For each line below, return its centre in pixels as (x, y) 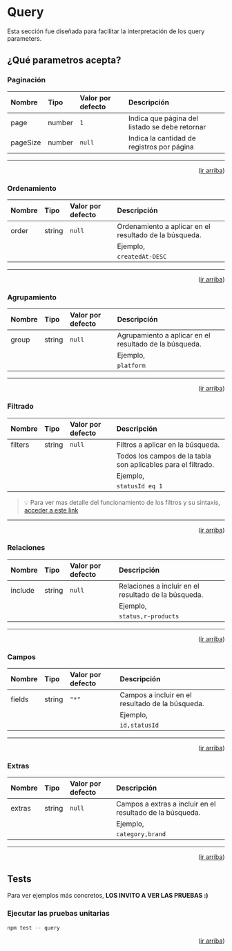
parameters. (25, 38)
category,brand (141, 834)
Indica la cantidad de (162, 138)
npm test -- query (33, 927)
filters (20, 445)
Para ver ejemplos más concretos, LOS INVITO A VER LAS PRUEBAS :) (108, 896)
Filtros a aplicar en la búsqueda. (168, 445)
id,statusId (139, 726)
